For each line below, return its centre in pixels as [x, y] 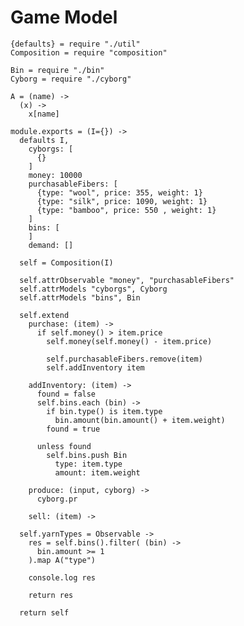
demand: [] [51, 245]
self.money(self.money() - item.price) [129, 341]
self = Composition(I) [66, 262]
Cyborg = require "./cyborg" [71, 79]
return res [51, 595]
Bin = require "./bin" [57, 70]
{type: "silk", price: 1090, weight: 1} [122, 201]
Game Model [64, 17]
